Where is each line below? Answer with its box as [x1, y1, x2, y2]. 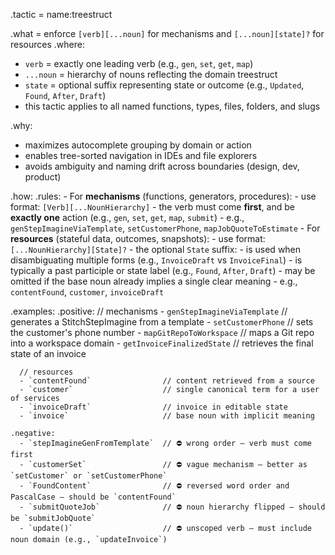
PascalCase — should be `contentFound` [10, 492, 177, 502]
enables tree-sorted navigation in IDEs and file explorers [24, 150, 258, 161]
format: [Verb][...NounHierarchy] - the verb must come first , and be [10, 201, 295, 213]
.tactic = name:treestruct [10, 9, 113, 20]
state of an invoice [10, 348, 87, 359]
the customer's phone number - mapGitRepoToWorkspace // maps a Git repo [10, 327, 315, 338]
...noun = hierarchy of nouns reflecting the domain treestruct [24, 69, 278, 80]
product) [24, 171, 62, 183]
